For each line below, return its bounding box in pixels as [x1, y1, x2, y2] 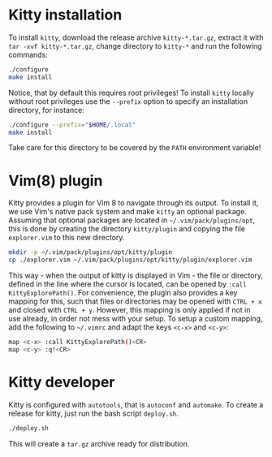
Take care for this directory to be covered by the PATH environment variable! [8, 143, 261, 153]
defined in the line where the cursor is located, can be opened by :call [8, 279, 247, 289]
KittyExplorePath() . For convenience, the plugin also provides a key [8, 288, 238, 298]
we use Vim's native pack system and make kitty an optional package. [8, 207, 248, 217]
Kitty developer [8, 373, 115, 391]
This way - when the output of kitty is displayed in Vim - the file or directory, [8, 270, 264, 281]
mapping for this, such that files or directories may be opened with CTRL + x [8, 296, 262, 306]
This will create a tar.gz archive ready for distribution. [8, 438, 190, 448]
